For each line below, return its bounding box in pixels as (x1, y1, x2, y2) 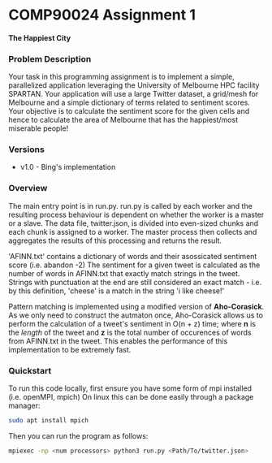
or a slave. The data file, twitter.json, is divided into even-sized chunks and (8, 218, 259, 228)
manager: (8, 400, 41, 410)
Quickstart (8, 365, 52, 376)
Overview (8, 183, 48, 194)
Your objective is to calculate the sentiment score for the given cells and (8, 106, 250, 116)
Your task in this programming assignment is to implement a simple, (8, 71, 235, 82)
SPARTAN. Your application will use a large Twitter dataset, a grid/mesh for (8, 89, 259, 99)
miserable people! (8, 123, 69, 133)
